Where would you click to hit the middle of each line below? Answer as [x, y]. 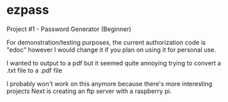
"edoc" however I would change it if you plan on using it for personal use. [111, 50]
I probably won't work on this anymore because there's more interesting [109, 83]
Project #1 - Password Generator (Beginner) [69, 29]
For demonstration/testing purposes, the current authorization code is [106, 42]
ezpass [28, 10]
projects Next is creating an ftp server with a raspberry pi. [89, 91]
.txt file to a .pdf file [35, 70]
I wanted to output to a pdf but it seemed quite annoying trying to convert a [114, 63]
